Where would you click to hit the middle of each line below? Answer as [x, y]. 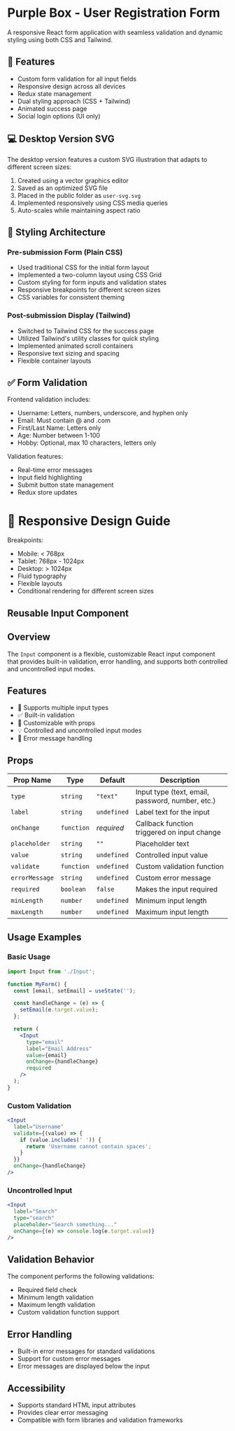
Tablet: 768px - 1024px [51, 561]
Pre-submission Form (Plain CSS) [65, 252]
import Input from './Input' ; [51, 972]
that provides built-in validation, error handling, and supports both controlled [117, 661]
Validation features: [35, 457]
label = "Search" [36, 1211]
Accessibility [36, 1388]
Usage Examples [44, 937]
